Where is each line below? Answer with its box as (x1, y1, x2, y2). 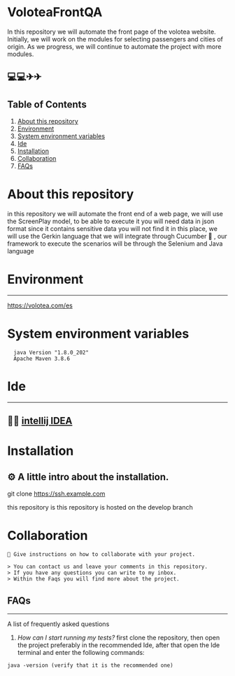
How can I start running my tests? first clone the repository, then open (17, 633, 220, 642)
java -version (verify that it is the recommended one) (7, 662, 173, 669)
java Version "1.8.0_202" (13, 349, 90, 356)
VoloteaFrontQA (7, 4, 103, 20)
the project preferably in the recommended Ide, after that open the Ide (17, 641, 220, 649)
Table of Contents (7, 98, 87, 110)
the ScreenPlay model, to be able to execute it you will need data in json (7, 217, 215, 225)
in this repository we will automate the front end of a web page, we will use (7, 210, 224, 218)
